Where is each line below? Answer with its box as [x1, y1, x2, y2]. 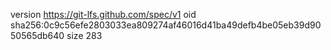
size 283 [66, 30, 103, 41]
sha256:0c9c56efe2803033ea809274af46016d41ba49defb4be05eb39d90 [10, 19, 322, 31]
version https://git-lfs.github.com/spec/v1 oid [10, 9, 197, 20]
